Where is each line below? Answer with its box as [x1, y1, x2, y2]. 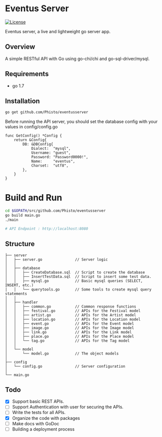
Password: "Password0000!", [31, 155, 89, 160]
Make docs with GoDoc [12, 420, 60, 426]
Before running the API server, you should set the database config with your [5, 119, 158, 125]
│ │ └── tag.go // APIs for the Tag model [5, 338, 130, 343]
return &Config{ [14, 138, 47, 143]
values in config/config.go [5, 124, 58, 130]
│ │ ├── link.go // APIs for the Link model [5, 330, 132, 334]
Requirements [5, 70, 49, 78]
